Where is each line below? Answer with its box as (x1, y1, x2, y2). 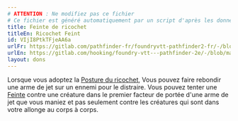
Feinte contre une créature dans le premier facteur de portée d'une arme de (7, 90, 229, 98)
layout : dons (7, 56, 46, 63)
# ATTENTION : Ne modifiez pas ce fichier (7, 10, 135, 18)
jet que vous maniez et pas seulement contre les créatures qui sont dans (7, 98, 220, 106)
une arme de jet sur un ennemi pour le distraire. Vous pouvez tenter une (7, 82, 217, 91)
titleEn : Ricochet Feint (7, 30, 81, 37)
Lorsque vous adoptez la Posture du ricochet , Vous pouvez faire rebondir (7, 75, 222, 84)
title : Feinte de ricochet (7, 23, 87, 30)
